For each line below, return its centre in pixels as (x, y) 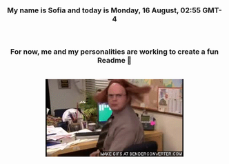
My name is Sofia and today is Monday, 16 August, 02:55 (104, 10)
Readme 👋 (114, 61)
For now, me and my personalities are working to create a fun (114, 52)
